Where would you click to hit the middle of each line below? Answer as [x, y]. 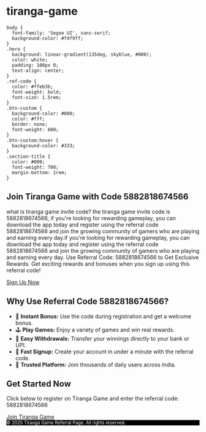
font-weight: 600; [36, 129]
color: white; [30, 60]
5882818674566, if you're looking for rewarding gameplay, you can [91, 218]
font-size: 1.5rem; [37, 97]
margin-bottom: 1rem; [40, 172]
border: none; [30, 124]
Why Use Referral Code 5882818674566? [88, 302]
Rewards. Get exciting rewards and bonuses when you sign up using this [98, 264]
